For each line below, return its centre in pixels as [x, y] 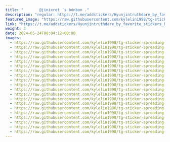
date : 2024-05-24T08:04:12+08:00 [40, 33]
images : [13, 38]
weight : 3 [16, 29]
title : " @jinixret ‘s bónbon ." [47, 10]
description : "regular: [30, 15]
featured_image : [22, 19]
